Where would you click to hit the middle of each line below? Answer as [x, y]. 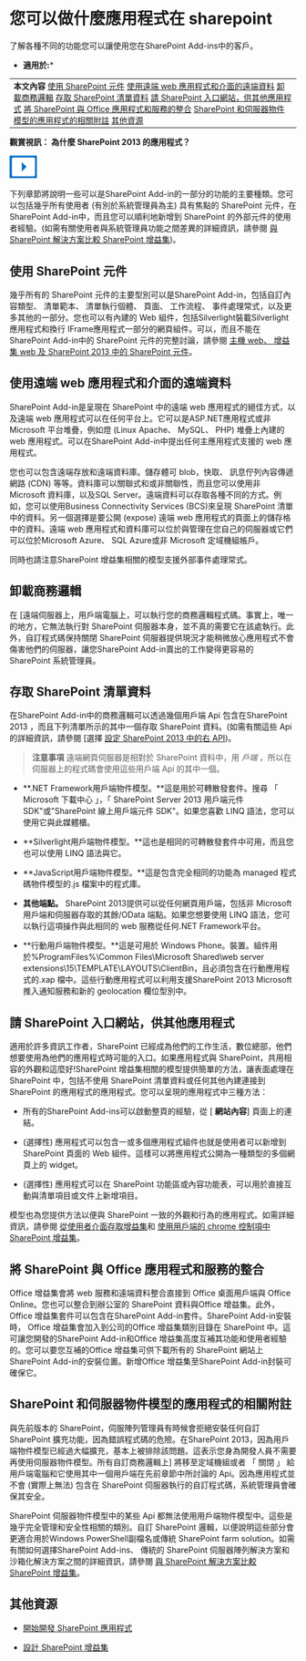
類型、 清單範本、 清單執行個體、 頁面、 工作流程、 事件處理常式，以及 [150, 306]
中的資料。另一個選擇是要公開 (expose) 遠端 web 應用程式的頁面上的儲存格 [150, 517]
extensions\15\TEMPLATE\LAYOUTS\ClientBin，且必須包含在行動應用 [152, 968]
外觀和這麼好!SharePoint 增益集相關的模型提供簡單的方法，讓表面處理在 [159, 1069]
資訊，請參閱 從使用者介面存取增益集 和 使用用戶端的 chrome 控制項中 [140, 1226]
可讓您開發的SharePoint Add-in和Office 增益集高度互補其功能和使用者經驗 [148, 1339]
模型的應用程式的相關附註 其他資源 [78, 120]
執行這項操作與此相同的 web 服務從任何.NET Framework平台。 [148, 926]
